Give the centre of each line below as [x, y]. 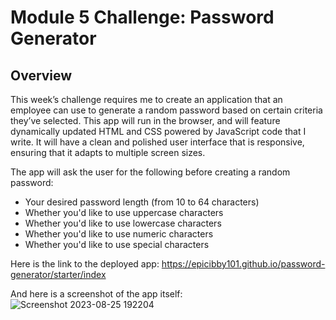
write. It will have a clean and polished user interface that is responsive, [157, 142]
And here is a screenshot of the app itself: [96, 294]
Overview [41, 75]
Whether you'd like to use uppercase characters [124, 212]
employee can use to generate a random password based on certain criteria [166, 110]
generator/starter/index [58, 274]
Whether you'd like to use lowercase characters [123, 223]
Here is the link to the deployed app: [85, 264]
